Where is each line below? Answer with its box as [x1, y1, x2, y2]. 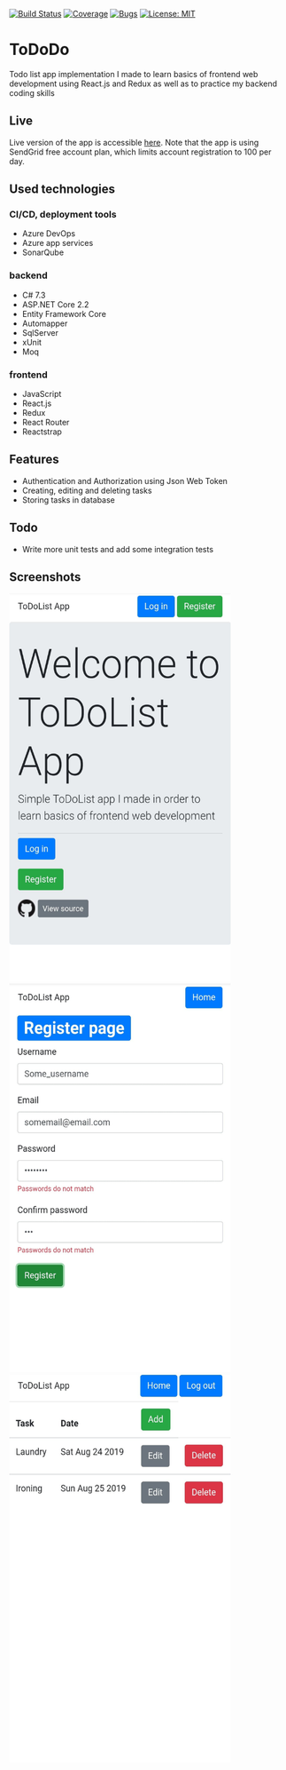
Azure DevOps [21, 228, 76, 239]
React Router [21, 417, 70, 428]
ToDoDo [9, 40, 70, 60]
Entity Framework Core [21, 308, 106, 319]
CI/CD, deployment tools [9, 209, 117, 221]
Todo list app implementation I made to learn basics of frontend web [9, 68, 259, 79]
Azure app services [21, 238, 94, 249]
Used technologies [9, 182, 116, 197]
